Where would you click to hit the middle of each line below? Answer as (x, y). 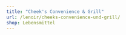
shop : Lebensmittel (31, 23)
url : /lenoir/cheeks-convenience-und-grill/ (63, 17)
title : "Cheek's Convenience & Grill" (55, 12)
